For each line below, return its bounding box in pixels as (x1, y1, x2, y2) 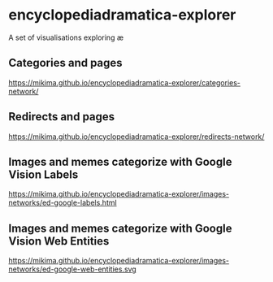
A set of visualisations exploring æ (8, 33, 124, 42)
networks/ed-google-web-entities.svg (8, 264, 136, 274)
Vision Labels (8, 167, 79, 181)
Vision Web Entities (8, 234, 110, 248)
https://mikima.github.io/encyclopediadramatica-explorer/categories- (8, 77, 241, 87)
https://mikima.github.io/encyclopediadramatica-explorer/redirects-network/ (8, 132, 265, 141)
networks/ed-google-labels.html (8, 197, 117, 208)
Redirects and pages (8, 110, 115, 124)
